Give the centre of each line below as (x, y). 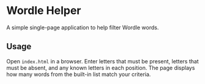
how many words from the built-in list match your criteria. (79, 74)
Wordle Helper (44, 11)
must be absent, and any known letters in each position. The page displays (101, 68)
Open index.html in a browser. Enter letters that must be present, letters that (102, 61)
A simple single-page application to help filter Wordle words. (83, 27)
